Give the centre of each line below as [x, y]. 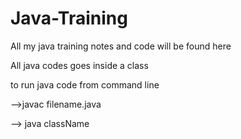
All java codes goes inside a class [79, 65]
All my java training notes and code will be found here [121, 46]
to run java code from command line [85, 84]
